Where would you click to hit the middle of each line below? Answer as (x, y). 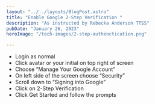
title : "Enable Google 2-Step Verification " (64, 17)
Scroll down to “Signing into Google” (60, 82)
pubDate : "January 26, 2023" (43, 29)
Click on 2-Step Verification (49, 88)
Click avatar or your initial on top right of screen (74, 63)
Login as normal (35, 57)
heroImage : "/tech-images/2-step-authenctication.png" (77, 34)
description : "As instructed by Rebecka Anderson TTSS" (78, 23)
